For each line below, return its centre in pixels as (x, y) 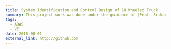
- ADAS (17, 24)
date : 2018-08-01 (24, 34)
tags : (11, 19)
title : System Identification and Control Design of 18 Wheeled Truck (82, 10)
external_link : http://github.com (42, 39)
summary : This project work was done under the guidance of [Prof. (78, 15)
